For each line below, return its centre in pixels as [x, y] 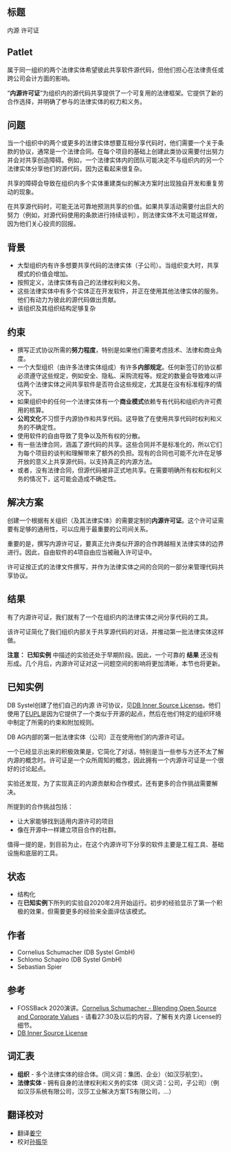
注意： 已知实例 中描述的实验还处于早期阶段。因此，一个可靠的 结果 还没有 [113, 654]
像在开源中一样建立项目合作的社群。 [68, 830]
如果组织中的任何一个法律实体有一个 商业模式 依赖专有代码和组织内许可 [117, 401]
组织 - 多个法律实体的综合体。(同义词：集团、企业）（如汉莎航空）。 [112, 1074]
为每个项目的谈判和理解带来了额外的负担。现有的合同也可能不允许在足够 [119, 453]
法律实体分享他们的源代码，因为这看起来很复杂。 [76, 169]
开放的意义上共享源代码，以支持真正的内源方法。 [86, 462]
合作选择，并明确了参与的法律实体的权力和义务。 [76, 101]
